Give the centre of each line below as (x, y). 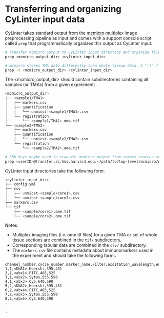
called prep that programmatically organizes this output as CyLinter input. (79, 43)
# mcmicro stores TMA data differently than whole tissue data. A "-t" (79, 65)
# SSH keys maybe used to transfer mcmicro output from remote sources (79, 157)
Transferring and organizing (63, 9)
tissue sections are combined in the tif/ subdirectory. (67, 240)
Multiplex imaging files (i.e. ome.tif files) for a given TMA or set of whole (85, 235)
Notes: (12, 225)
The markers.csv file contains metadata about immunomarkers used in (83, 251)
